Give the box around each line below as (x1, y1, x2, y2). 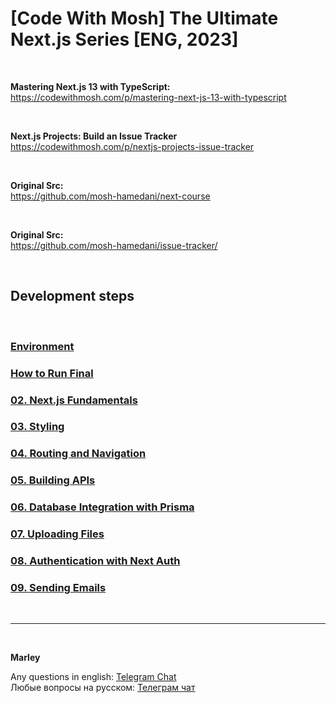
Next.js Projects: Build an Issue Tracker (10, 130, 178, 142)
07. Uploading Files (10, 527, 105, 541)
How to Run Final (10, 366, 94, 380)
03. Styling (10, 420, 65, 434)
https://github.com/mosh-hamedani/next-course (10, 190, 211, 202)
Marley (10, 652, 41, 664)
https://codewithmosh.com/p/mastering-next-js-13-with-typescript (10, 91, 287, 103)
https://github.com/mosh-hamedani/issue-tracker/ (10, 239, 218, 251)
